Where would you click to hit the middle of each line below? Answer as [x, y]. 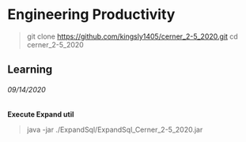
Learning [30, 70]
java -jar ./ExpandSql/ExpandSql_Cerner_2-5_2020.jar [115, 129]
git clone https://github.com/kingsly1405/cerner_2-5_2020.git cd [132, 36]
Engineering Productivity [91, 15]
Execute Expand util [41, 114]
